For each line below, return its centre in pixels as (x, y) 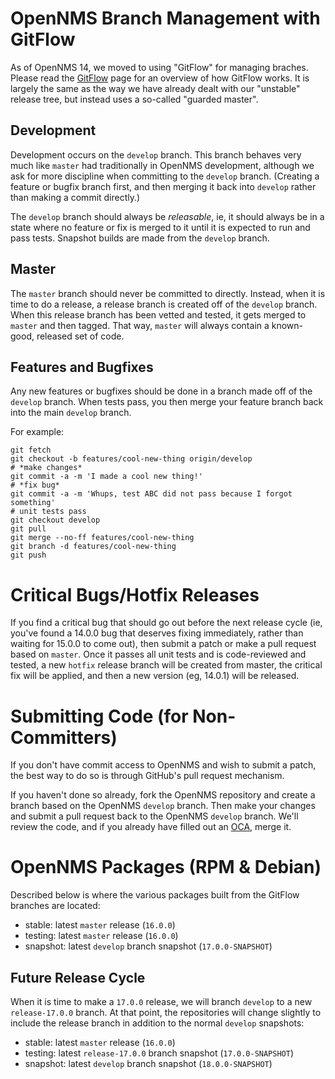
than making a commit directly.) (75, 197)
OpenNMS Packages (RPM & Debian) (166, 867)
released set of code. (80, 336)
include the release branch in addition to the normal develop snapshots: (157, 1023)
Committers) (64, 737)
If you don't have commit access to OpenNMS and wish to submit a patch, (163, 765)
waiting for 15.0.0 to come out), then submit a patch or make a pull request (163, 644)
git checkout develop (55, 520)
